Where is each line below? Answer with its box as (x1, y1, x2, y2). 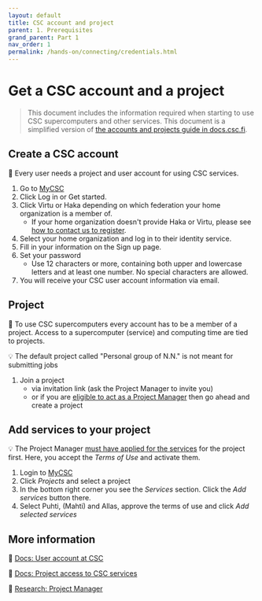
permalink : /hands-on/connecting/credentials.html (8, 48, 178, 56)
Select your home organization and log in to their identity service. (19, 234, 232, 243)
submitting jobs (8, 359, 58, 370)
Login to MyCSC (19, 468, 73, 477)
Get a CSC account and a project (8, 82, 225, 100)
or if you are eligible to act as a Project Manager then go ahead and (31, 392, 250, 401)
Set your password (19, 250, 81, 260)
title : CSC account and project (8, 19, 114, 27)
